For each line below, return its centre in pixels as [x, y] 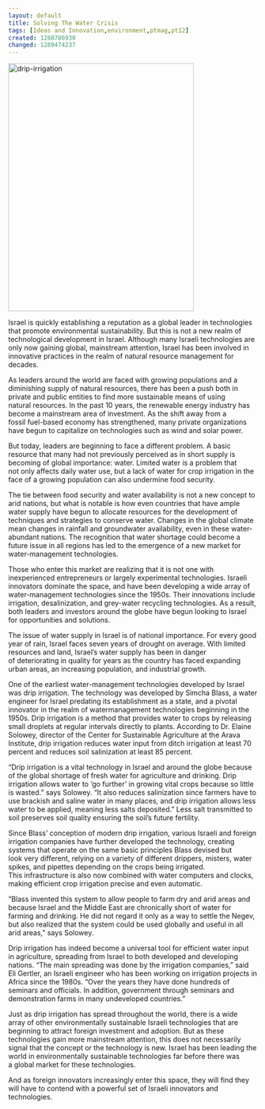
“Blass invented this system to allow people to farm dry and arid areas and [129, 899]
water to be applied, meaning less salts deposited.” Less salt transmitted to [131, 809]
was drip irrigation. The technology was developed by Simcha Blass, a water [133, 693]
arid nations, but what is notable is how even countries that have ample [124, 504]
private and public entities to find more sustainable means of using [117, 397]
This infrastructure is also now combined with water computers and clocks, [131, 875]
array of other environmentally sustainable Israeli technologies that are [123, 1023]
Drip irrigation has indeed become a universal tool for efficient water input [129, 948]
